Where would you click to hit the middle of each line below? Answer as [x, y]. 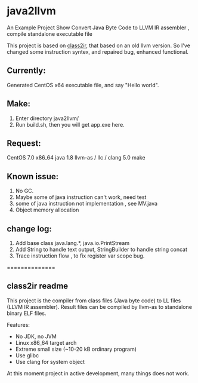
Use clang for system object [50, 361]
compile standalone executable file [50, 33]
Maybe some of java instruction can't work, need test [81, 197]
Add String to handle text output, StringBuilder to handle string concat [101, 249]
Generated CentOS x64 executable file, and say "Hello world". [83, 85]
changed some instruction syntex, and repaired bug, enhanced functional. [98, 51]
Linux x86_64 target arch [46, 342]
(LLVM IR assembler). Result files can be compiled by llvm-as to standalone [100, 307]
